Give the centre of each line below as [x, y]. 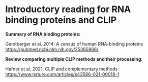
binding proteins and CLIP [61, 20]
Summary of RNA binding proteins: [43, 34]
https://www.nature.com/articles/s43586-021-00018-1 [62, 74]
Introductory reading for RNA [68, 9]
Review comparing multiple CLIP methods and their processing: [74, 59]
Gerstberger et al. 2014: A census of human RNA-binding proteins [74, 44]
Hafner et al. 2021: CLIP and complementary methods [62, 69]
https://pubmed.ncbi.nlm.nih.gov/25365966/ [52, 49]
